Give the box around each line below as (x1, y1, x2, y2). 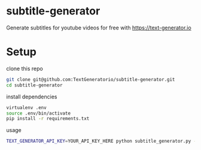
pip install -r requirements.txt (6, 116, 90, 122)
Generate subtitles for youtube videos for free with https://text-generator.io (6, 24, 191, 31)
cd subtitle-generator (6, 82, 63, 88)
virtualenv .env (6, 104, 47, 110)
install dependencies (6, 93, 57, 100)
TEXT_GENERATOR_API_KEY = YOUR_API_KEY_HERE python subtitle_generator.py (6, 138, 191, 145)
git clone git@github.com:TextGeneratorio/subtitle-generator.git (6, 76, 175, 82)
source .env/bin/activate (6, 110, 71, 116)
